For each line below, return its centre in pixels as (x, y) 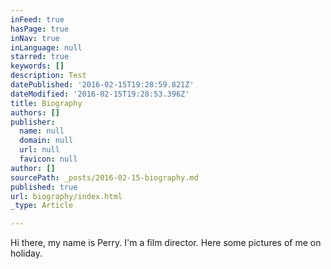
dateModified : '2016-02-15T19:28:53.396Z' (100, 94)
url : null (39, 150)
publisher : (33, 122)
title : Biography (46, 103)
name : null (42, 131)
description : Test (48, 76)
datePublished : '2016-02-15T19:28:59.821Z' (102, 85)
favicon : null (48, 159)
